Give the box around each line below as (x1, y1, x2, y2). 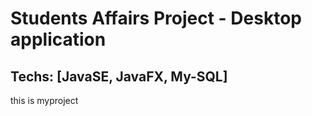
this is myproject (10, 95, 79, 106)
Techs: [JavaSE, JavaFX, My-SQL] (10, 68, 228, 85)
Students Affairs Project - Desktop (10, 7, 302, 30)
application (10, 28, 107, 51)
